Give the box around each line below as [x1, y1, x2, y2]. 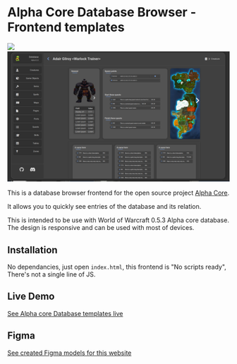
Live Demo [7, 291, 55, 303]
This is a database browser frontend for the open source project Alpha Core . [7, 188, 230, 198]
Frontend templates [7, 19, 125, 35]
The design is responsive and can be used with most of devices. [7, 224, 195, 232]
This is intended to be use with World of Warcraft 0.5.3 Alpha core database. [7, 216, 229, 224]
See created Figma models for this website [7, 348, 132, 357]
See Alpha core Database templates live [7, 309, 123, 317]
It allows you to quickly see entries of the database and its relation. [7, 202, 202, 211]
